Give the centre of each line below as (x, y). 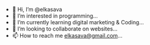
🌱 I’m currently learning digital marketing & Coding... (78, 22)
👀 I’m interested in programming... (55, 16)
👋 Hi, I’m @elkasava (37, 9)
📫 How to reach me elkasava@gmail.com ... (67, 36)
